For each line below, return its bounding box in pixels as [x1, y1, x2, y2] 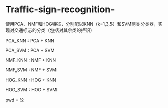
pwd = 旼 [5, 97, 24, 103]
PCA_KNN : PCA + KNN [5, 37, 55, 44]
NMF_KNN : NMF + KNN [5, 57, 57, 63]
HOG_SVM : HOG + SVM [5, 86, 57, 92]
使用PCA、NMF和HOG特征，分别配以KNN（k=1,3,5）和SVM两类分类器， [5, 21, 159, 27]
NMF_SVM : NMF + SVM [5, 67, 57, 73]
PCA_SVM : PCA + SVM [5, 47, 55, 53]
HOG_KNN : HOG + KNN [5, 77, 57, 83]
